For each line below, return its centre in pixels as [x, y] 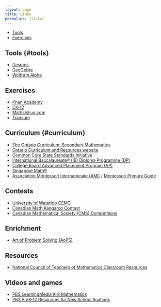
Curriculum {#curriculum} [45, 133]
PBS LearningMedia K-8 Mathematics [49, 294]
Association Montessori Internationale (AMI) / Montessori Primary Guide [84, 175]
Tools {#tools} [27, 53]
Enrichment [23, 229]
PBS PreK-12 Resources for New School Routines [61, 300]
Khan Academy [27, 102]
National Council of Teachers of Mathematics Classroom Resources [80, 267]
